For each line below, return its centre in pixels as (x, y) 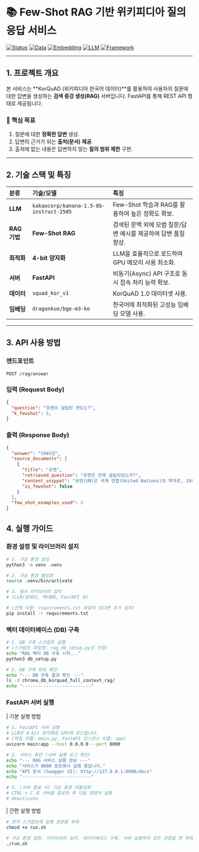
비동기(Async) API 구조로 (147, 273)
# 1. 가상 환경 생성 (28, 559)
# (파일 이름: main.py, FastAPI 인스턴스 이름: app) (66, 739)
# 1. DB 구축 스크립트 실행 (36, 643)
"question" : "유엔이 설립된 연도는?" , (54, 408)
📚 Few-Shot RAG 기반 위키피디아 (85, 12)
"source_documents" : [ (39, 459)
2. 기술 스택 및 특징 (38, 175)
